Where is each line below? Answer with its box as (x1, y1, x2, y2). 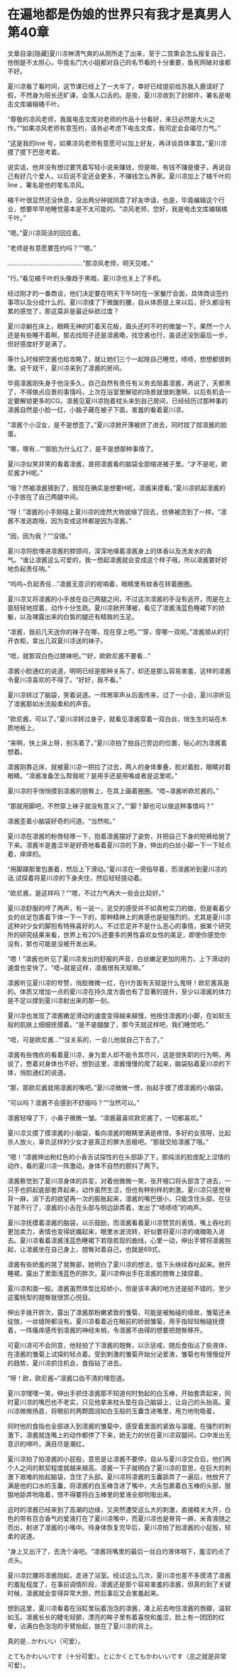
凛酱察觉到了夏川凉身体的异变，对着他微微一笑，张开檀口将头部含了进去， (7, 1176, 225, 1185)
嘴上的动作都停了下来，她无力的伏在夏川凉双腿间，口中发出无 (50, 1430, 231, 1439)
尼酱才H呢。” (7, 468, 43, 477)
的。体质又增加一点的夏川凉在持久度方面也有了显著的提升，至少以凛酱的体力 (7, 987, 231, 996)
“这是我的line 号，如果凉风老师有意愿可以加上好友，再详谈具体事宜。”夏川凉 (7, 139, 227, 147)
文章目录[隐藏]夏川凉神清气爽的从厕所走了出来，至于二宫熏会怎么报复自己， (7, 49, 230, 58)
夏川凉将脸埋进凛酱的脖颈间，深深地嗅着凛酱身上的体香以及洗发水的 (7, 547, 206, 555)
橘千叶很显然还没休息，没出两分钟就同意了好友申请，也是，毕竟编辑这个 (7, 195, 218, 204)
